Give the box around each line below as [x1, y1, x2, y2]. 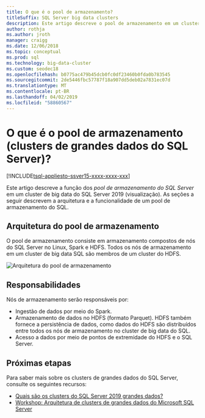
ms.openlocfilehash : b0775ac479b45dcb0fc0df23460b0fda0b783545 [6, 71, 171, 77]
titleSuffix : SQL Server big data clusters [6, 15, 119, 21]
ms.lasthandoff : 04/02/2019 [6, 94, 78, 100]
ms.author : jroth [6, 32, 51, 38]
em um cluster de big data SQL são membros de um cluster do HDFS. [6, 250, 181, 258]
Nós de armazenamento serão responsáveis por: [6, 296, 129, 303]
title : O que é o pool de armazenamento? [6, 9, 113, 15]
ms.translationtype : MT [6, 83, 67, 89]
